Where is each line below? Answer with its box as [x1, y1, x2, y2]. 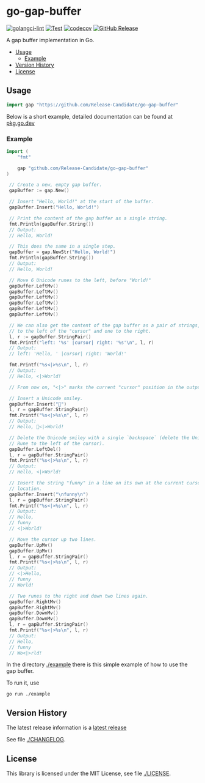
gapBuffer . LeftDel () [9, 446, 62, 452]
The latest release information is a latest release [6, 724, 127, 732]
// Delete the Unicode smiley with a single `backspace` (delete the [9, 434, 190, 441]
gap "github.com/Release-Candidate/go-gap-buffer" [17, 165, 149, 171]
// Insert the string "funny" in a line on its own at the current [9, 480, 184, 486]
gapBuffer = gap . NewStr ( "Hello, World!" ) [9, 249, 116, 255]
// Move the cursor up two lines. [9, 536, 97, 543]
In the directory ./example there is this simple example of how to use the [6, 661, 188, 668]
